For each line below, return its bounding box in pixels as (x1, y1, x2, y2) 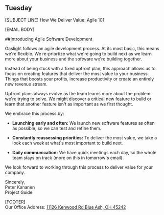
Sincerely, (5, 179, 25, 185)
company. (5, 169, 25, 175)
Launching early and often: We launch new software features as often (12, 120, 155, 126)
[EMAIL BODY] (5, 27, 35, 32)
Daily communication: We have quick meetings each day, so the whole (12, 149, 157, 155)
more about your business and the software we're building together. (5, 56, 142, 62)
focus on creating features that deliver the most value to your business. (5, 71, 149, 77)
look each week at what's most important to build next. (12, 140, 123, 146)
